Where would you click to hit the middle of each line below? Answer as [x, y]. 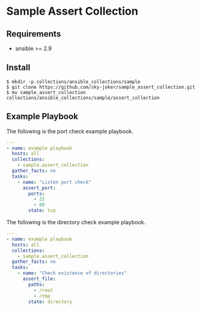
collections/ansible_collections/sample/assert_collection [83, 98]
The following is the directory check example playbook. [76, 222]
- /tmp [42, 296]
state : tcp [42, 211]
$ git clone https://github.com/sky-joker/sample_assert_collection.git [101, 87]
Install [18, 68]
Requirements [34, 34]
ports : [37, 194]
